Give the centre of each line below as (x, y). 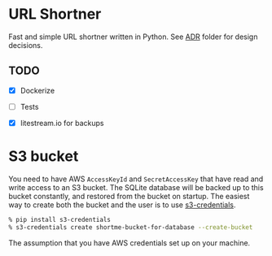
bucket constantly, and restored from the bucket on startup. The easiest (129, 196)
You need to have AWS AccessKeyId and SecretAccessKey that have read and (136, 179)
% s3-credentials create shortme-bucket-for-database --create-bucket (131, 227)
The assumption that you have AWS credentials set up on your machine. (129, 243)
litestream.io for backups (62, 123)
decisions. (26, 45)
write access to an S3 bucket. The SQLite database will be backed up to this (136, 187)
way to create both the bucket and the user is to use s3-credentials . (122, 205)
